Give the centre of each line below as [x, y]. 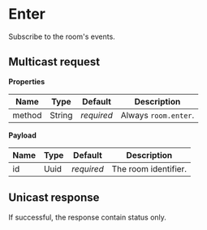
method [27, 115]
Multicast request [54, 62]
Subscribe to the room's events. [62, 36]
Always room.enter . [157, 115]
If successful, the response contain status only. [87, 217]
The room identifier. [149, 168]
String [61, 115]
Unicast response [54, 198]
